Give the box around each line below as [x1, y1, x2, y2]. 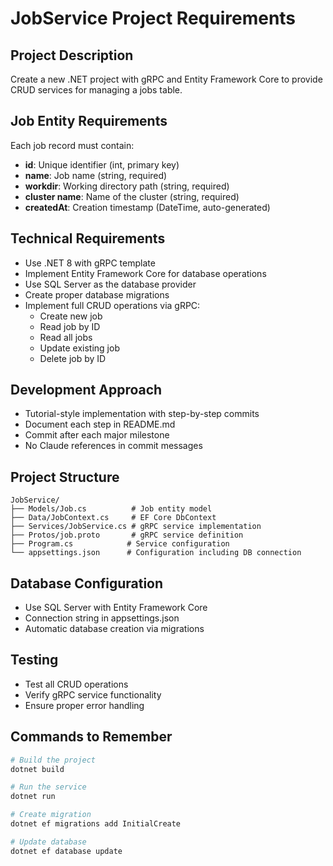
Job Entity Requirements [10, 113, 168, 130]
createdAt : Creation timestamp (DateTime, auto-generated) [24, 201, 271, 213]
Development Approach [10, 382, 163, 399]
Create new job [39, 310, 103, 322]
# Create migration [10, 810, 92, 820]
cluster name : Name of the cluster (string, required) [24, 190, 240, 202]
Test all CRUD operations [24, 678, 129, 690]
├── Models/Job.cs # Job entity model [10, 504, 213, 514]
